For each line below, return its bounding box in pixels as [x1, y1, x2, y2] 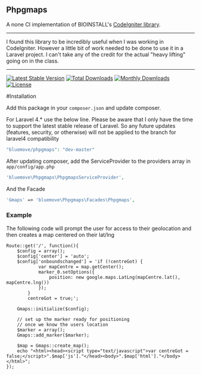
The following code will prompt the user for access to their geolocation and [6, 225, 191, 232]
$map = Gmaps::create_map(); [17, 343, 90, 349]
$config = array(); [17, 248, 66, 254]
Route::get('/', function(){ [6, 243, 79, 249]
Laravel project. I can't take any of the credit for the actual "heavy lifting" [6, 50, 185, 58]
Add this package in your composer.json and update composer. [6, 104, 162, 111]
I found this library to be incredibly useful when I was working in [6, 38, 165, 45]
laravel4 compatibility [6, 135, 59, 142]
